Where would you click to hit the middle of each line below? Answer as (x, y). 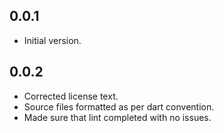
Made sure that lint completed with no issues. (117, 117)
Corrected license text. (71, 96)
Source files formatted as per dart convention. (119, 106)
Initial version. (52, 40)
